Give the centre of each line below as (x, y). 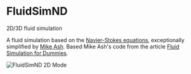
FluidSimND (37, 11)
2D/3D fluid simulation (34, 28)
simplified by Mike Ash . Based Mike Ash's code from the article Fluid (93, 46)
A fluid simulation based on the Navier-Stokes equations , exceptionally (95, 40)
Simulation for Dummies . (37, 53)
